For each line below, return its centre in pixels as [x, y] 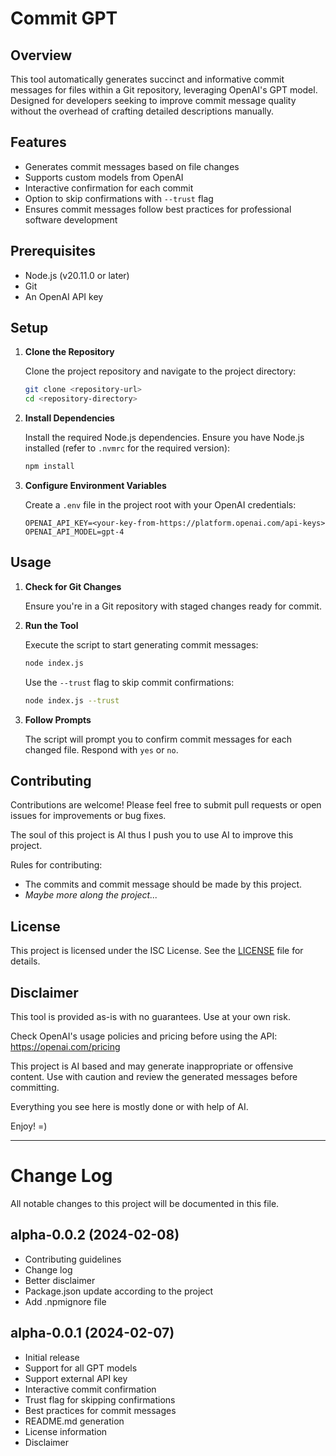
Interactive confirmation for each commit [109, 188]
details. [25, 961]
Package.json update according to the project [119, 1291]
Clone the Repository [69, 352]
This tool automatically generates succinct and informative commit [147, 79]
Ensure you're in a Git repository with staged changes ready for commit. [173, 606]
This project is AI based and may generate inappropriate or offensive [152, 1066]
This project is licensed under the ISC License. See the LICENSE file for [157, 951]
